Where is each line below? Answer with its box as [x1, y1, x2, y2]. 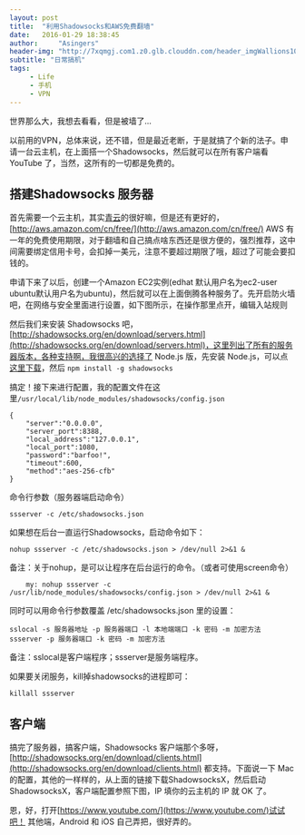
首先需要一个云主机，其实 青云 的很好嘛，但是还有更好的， [9, 212, 224, 223]
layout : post [9, 13, 59, 23]
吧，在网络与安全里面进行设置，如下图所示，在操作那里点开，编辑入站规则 [9, 300, 288, 310]
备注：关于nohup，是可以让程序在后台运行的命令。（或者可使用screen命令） [9, 562, 293, 573]
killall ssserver [9, 689, 75, 699]
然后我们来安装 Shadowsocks [9, 319, 121, 329]
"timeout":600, [25, 459, 84, 468]
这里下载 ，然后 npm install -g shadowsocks [9, 362, 174, 373]
